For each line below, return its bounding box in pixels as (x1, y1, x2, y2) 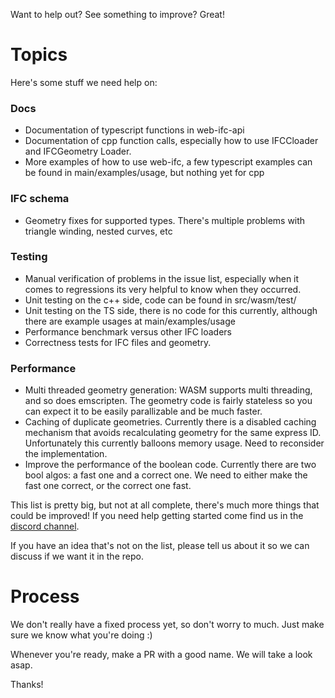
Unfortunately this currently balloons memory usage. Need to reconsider (24, 437, 325, 449)
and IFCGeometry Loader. (24, 145, 132, 158)
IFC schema (10, 192, 70, 206)
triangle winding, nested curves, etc (24, 225, 173, 237)
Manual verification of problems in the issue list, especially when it (24, 272, 300, 284)
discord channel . (10, 520, 80, 533)
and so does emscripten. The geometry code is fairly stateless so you (24, 395, 313, 407)
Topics (10, 44, 68, 66)
